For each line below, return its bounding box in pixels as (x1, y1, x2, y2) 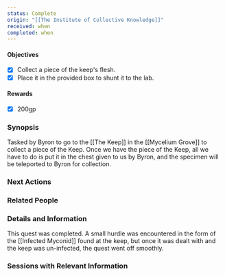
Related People (7, 195, 58, 205)
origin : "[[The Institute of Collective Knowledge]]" (7, 16, 165, 23)
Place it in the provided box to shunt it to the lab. (16, 73, 154, 82)
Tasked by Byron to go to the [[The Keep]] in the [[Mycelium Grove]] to (7, 138, 207, 146)
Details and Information (7, 214, 87, 223)
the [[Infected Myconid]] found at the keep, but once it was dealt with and (7, 237, 216, 245)
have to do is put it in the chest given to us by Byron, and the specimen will (7, 152, 219, 161)
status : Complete (7, 10, 57, 17)
